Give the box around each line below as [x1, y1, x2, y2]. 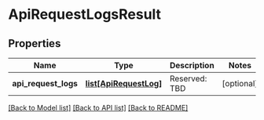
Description [169, 60, 214, 71]
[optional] [222, 78, 258, 89]
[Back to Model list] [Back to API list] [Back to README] [8, 104, 189, 112]
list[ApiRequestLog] [85, 78, 163, 89]
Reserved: [169, 73, 207, 84]
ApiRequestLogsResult [8, 5, 162, 24]
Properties [8, 37, 61, 50]
